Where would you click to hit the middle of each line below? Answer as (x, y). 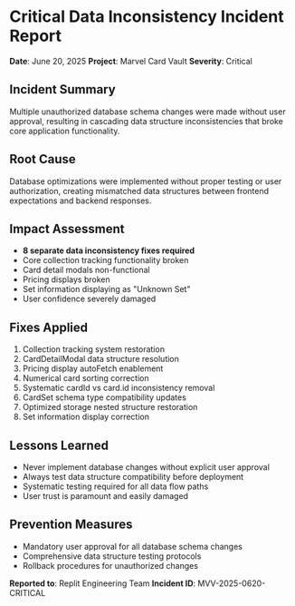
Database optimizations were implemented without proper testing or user (146, 181)
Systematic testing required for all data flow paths (115, 486)
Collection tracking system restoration (94, 349)
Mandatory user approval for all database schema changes (132, 546)
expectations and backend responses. (81, 200)
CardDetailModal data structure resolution (100, 359)
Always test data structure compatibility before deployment (133, 477)
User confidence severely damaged (89, 299)
